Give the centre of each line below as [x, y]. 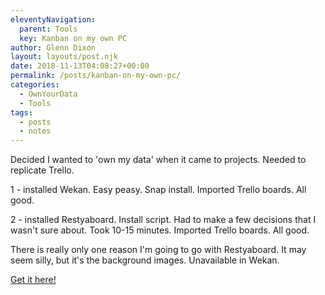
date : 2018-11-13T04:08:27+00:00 [80, 66]
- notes [35, 131]
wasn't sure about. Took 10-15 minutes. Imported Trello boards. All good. [160, 230]
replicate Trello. [42, 170]
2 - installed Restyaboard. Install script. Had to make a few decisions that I [163, 220]
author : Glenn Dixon [53, 47]
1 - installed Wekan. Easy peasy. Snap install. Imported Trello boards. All [158, 190]
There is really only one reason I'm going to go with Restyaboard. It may [158, 250]
